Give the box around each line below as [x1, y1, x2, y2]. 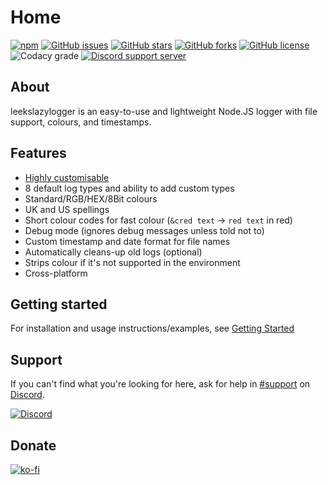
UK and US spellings [24, 203, 110, 215]
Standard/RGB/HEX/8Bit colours [24, 192, 158, 205]
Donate [10, 437, 57, 454]
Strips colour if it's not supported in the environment [24, 256, 241, 268]
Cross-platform [24, 267, 88, 279]
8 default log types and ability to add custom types [24, 182, 235, 194]
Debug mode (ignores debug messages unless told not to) [24, 224, 265, 236]
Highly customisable [24, 171, 110, 183]
